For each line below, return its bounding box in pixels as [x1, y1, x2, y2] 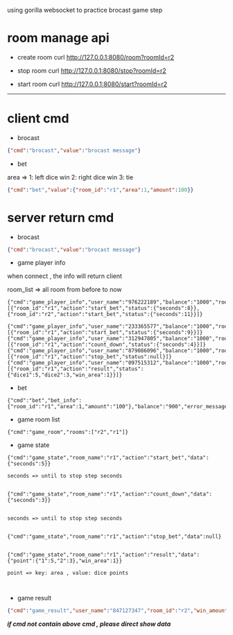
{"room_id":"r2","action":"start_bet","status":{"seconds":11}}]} [7, 311, 203, 318]
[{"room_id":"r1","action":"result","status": [7, 365, 144, 373]
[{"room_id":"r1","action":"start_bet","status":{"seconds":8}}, [7, 305, 200, 312]
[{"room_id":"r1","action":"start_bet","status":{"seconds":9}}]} [7, 329, 203, 336]
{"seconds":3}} [7, 497, 51, 504]
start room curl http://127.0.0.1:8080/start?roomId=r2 [17, 80, 168, 88]
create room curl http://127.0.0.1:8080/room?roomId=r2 [17, 53, 175, 61]
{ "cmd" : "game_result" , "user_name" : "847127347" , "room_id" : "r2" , [7, 607, 194, 614]
